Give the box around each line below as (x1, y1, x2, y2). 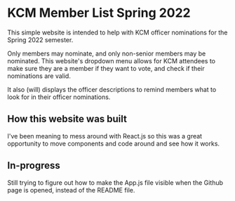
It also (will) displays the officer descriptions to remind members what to (7, 85, 217, 93)
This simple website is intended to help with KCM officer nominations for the (7, 28, 228, 37)
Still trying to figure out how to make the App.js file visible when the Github (7, 178, 223, 187)
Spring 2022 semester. (7, 35, 74, 44)
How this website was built (7, 113, 128, 125)
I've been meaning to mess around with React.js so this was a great (7, 131, 202, 140)
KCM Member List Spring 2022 (7, 5, 191, 21)
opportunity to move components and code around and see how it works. (7, 139, 220, 148)
